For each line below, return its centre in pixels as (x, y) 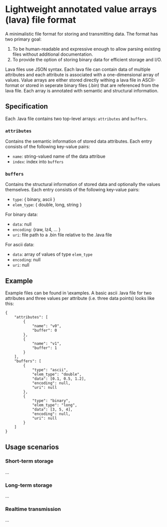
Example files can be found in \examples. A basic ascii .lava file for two (78, 293)
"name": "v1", (47, 344)
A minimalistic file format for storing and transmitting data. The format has (81, 34)
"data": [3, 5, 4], (52, 410)
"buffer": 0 (44, 331)
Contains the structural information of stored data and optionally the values (83, 184)
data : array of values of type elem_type (52, 254)
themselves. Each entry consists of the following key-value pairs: (72, 190)
